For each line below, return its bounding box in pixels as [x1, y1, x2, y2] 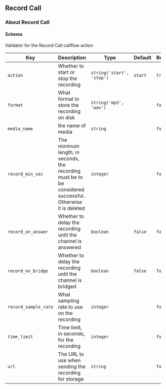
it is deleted [58, 205, 85, 212]
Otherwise [58, 198, 83, 205]
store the [58, 101, 79, 108]
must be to [58, 173, 83, 180]
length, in [58, 149, 80, 156]
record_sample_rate [7, 304, 53, 310]
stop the [58, 75, 78, 81]
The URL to [58, 350, 84, 357]
